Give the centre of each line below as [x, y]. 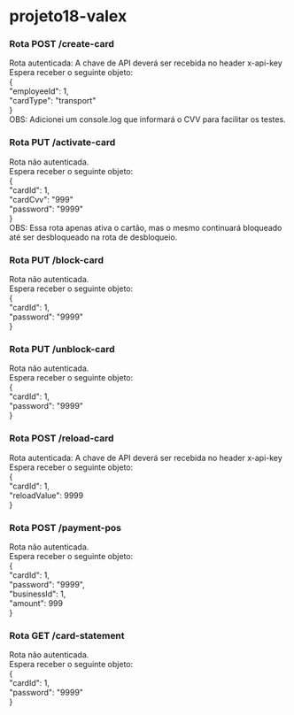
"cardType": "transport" [53, 101]
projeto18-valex [68, 16]
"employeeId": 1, [39, 91]
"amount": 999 [36, 603]
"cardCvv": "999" [41, 199]
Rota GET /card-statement [67, 635]
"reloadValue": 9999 [46, 495]
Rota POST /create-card [62, 44]
